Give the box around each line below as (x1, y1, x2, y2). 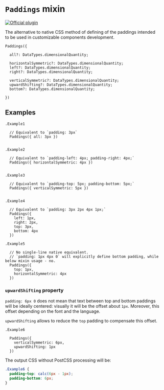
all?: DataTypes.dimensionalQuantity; (9, 52, 89, 57)
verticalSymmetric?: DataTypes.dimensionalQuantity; (9, 78, 119, 83)
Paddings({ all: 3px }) (9, 134, 58, 139)
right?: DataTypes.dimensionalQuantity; (9, 69, 93, 74)
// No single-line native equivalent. (9, 250, 89, 255)
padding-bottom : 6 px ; (9, 376, 54, 381)
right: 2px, (14, 220, 38, 225)
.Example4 (5, 198, 25, 204)
